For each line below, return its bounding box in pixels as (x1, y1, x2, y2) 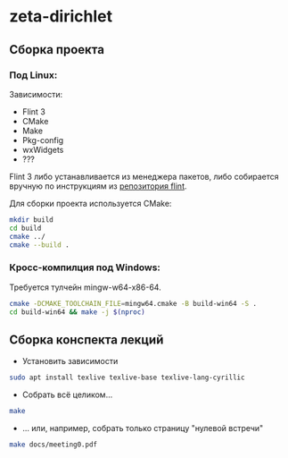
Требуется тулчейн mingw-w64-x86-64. (9, 282, 162, 293)
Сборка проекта (9, 42, 105, 57)
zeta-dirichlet (9, 6, 113, 27)
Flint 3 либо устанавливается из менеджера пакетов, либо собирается (9, 171, 279, 182)
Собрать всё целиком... (21, 389, 113, 400)
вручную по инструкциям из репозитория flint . (9, 181, 187, 191)
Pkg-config (21, 134, 64, 145)
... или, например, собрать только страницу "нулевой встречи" (21, 422, 264, 433)
